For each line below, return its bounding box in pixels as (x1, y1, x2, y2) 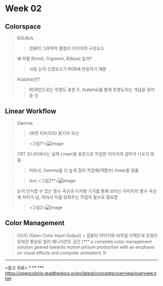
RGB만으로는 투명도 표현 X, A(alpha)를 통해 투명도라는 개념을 (29, 87, 146, 93)
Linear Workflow (5, 107, 57, 115)
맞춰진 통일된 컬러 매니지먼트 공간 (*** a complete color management (16, 238, 152, 244)
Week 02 (5, 3, 42, 14)
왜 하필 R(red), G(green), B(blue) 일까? (16, 56, 92, 61)
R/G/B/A (16, 35, 33, 41)
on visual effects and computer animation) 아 (16, 249, 107, 256)
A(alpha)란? (16, 76, 40, 82)
